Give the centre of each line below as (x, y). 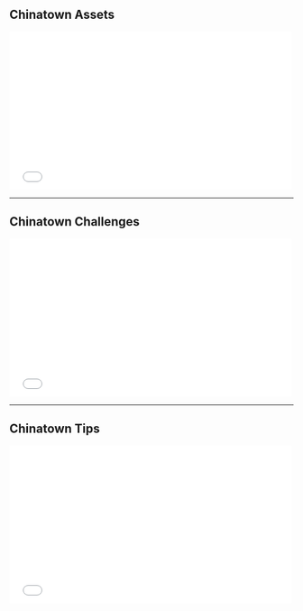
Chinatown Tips (55, 429)
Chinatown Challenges (74, 222)
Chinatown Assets (62, 15)
